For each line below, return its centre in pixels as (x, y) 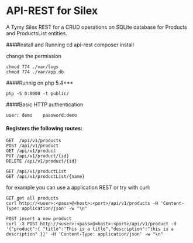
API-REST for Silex (52, 11)
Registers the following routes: (44, 128)
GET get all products (32, 198)
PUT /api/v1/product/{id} (37, 156)
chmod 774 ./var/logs (32, 67)
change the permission (34, 56)
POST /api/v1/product (32, 146)
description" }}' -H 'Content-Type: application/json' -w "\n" (85, 234)
